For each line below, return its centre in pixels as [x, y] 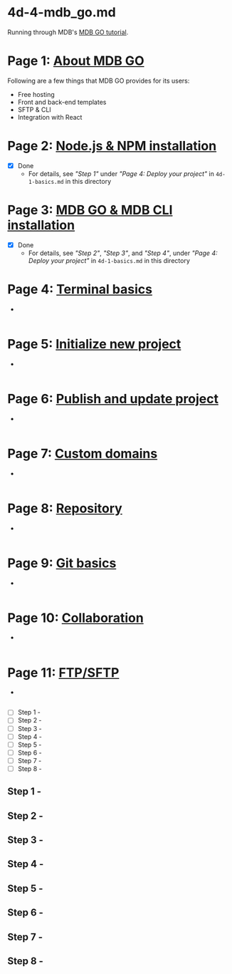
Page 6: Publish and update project [113, 399]
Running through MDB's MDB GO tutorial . [68, 32]
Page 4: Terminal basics [80, 290]
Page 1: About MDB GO [76, 61]
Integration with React [50, 117]
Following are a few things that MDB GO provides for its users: [99, 81]
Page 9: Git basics [62, 563]
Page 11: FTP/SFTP [63, 672]
